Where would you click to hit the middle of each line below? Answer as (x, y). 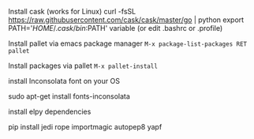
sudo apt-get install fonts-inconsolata (69, 96)
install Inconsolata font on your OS (64, 81)
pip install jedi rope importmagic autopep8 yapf (85, 127)
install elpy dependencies (50, 111)
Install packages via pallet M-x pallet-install (83, 66)
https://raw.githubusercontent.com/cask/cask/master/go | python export (126, 20)
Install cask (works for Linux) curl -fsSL (72, 11)
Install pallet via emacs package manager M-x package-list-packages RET (127, 43)
